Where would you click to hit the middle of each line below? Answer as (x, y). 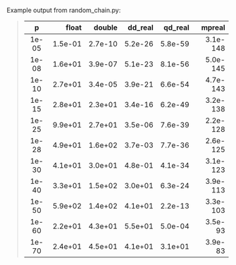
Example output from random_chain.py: (64, 10)
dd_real (141, 27)
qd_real (176, 27)
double (105, 27)
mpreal (213, 27)
